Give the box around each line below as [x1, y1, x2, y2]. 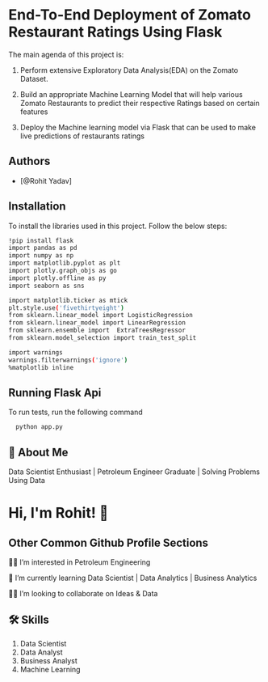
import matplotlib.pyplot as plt [8, 259, 121, 268]
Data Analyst [19, 647, 63, 657]
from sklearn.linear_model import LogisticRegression [8, 311, 194, 320]
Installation [8, 200, 66, 214]
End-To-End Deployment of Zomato [8, 6, 252, 24]
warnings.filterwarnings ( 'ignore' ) [8, 356, 128, 364]
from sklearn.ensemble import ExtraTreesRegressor [8, 326, 186, 335]
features [19, 107, 48, 116]
